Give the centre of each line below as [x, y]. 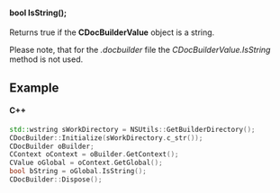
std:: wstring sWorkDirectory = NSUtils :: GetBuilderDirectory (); [132, 129]
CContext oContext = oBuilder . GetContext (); [94, 154]
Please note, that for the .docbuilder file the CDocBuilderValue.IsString [140, 50]
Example [34, 88]
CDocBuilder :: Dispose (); [56, 180]
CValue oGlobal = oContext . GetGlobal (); [86, 163]
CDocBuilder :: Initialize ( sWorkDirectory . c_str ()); [106, 138]
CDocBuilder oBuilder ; [52, 146]
